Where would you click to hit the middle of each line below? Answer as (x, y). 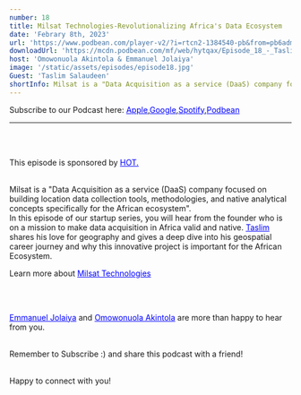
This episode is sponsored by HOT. (74, 162)
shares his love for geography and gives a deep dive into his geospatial (141, 236)
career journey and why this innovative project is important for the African (146, 246)
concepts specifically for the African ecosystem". (100, 208)
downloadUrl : (34, 51)
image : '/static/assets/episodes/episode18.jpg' (102, 68)
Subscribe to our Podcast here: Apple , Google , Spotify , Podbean (125, 109)
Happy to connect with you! (60, 381)
